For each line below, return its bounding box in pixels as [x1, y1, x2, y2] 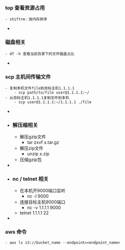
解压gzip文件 [19, 134, 46, 140]
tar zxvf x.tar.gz [27, 140, 59, 146]
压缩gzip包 [19, 157, 42, 163]
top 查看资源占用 [5, 4, 45, 11]
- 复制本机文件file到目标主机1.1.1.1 [5, 86, 75, 91]
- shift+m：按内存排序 [5, 17, 47, 22]
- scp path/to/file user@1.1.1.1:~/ [14, 90, 90, 95]
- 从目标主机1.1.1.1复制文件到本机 [5, 95, 70, 100]
